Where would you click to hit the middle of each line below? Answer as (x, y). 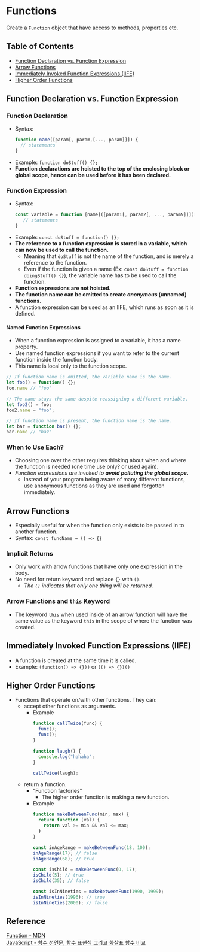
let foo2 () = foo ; (29, 404)
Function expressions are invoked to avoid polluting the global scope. (102, 473)
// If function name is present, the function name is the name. (89, 421)
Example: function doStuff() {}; (56, 162)
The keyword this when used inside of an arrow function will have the (101, 614)
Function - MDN (26, 936)
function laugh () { (57, 751)
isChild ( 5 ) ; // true (58, 875)
